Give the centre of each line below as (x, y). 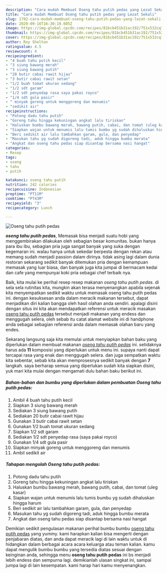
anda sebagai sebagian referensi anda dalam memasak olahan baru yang (80, 324)
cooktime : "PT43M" (25, 198)
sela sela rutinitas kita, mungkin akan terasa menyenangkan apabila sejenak (83, 288)
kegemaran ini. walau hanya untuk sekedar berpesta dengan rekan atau (79, 252)
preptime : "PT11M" (25, 194)
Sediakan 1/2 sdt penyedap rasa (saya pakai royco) (65, 437)
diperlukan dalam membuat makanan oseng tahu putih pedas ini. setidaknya (83, 345)
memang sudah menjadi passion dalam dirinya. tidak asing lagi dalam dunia (83, 257)
